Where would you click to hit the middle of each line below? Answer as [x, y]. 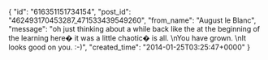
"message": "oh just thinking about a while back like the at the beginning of [134, 29]
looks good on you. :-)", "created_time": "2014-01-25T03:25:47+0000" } [129, 47]
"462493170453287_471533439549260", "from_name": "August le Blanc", [132, 20]
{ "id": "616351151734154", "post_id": [70, 12]
